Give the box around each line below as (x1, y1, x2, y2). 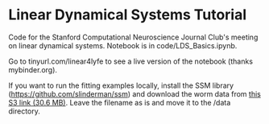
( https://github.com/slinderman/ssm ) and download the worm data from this (8, 89, 262, 98)
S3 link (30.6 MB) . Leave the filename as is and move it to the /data (8, 97, 231, 107)
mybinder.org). (8, 64, 58, 74)
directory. (8, 106, 40, 116)
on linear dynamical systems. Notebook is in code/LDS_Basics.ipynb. (8, 40, 238, 50)
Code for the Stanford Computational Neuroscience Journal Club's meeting (8, 32, 259, 42)
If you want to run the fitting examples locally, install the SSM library (8, 81, 234, 90)
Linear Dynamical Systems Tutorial (8, 6, 247, 24)
